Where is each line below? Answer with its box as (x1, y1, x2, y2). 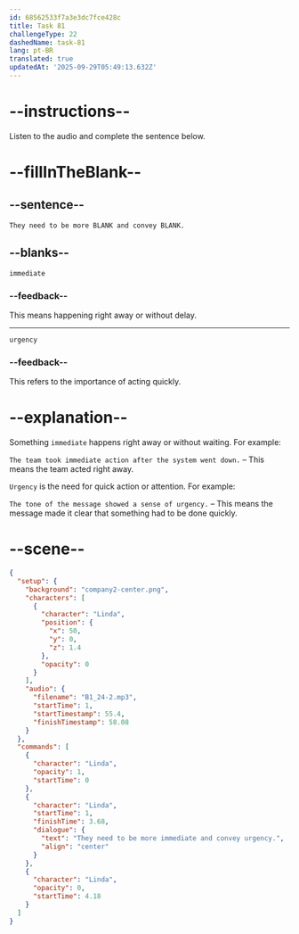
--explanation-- (9, 408, 128, 428)
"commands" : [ (17, 742, 69, 752)
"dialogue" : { (32, 826, 86, 835)
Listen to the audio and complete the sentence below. (9, 130, 206, 141)
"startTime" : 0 (32, 775, 90, 785)
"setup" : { (17, 576, 58, 585)
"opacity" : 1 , (32, 768, 86, 777)
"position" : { (41, 618, 93, 627)
